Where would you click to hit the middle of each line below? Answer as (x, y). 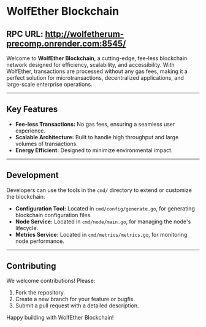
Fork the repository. (40, 293)
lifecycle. (27, 228)
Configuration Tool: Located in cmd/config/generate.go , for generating (105, 208)
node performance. (40, 241)
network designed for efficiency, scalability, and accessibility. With (90, 65)
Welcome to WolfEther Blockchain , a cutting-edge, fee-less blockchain (97, 58)
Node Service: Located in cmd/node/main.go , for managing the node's (103, 221)
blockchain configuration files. (53, 215)
